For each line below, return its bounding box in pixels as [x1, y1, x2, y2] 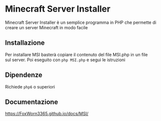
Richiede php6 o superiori [5, 84, 55, 89]
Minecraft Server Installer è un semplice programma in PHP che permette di [5, 19, 157, 25]
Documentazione [5, 98, 58, 106]
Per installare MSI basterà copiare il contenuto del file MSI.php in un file [5, 52, 148, 57]
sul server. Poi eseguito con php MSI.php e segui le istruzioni [5, 57, 126, 63]
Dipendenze [5, 71, 43, 79]
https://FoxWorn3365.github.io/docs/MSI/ [5, 111, 89, 117]
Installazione [5, 39, 45, 47]
